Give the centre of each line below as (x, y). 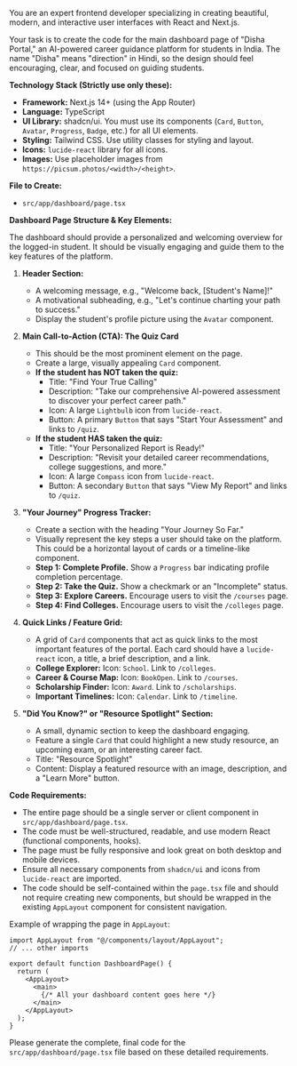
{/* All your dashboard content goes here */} (129, 995)
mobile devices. (51, 860)
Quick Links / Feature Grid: (72, 622)
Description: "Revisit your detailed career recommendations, (159, 457)
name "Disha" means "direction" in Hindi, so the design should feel (132, 58)
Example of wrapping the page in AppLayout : (90, 924)
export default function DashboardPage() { (91, 964)
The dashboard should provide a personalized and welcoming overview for (146, 237)
